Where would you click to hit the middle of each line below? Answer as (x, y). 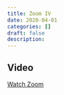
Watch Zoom (25, 84)
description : (26, 40)
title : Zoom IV (29, 14)
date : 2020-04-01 (32, 20)
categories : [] (29, 26)
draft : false (26, 33)
